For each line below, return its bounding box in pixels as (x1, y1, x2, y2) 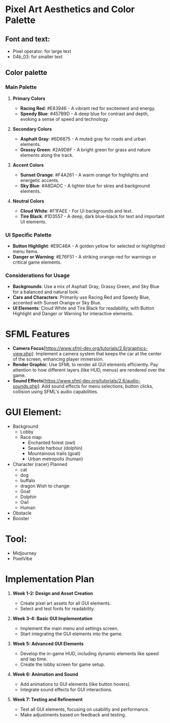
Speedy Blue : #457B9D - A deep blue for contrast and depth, (20, 111, 149, 117)
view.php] (12, 351, 33, 357)
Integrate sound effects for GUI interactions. (20, 687, 113, 693)
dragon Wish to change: (20, 483, 71, 489)
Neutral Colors (12, 198, 45, 204)
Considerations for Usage (5, 272, 70, 279)
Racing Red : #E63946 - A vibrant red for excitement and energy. (20, 105, 156, 111)
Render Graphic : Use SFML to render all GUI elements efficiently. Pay (12, 361, 158, 368)
